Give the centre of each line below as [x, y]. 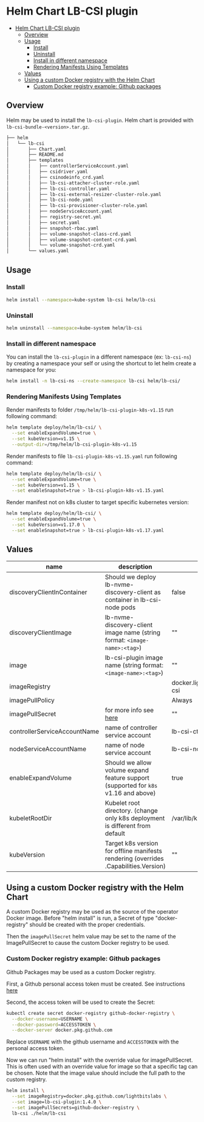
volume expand [127, 770]
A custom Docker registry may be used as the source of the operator [92, 912]
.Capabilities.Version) [135, 866]
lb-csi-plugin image [134, 657]
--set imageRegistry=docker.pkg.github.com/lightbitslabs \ [89, 1096]
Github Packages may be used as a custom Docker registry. [81, 972]
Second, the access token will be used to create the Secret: [81, 1002]
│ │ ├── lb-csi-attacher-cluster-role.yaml [73, 183]
